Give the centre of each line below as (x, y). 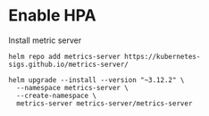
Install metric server (45, 40)
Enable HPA (52, 16)
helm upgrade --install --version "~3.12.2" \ (96, 80)
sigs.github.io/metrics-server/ (68, 64)
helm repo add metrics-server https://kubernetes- (104, 56)
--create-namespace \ (57, 95)
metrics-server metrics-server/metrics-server (104, 104)
